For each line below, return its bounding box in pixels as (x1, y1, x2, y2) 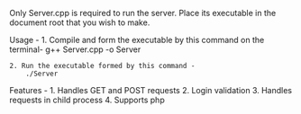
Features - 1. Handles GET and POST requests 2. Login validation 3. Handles (9, 85, 293, 95)
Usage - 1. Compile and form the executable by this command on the (9, 35, 265, 45)
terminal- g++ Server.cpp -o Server (9, 44, 141, 55)
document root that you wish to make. (9, 17, 150, 28)
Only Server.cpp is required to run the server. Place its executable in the (9, 8, 277, 18)
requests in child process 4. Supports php (9, 94, 165, 105)
